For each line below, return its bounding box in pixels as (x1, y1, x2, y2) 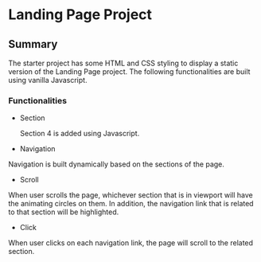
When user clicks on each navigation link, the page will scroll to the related (8, 238, 253, 248)
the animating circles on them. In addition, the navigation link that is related (8, 199, 254, 209)
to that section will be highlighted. (8, 207, 119, 217)
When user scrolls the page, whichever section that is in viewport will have (8, 190, 253, 200)
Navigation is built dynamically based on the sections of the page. (8, 159, 225, 169)
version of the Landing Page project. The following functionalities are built (8, 67, 251, 76)
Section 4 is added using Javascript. (19, 129, 140, 139)
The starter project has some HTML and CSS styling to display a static (8, 58, 239, 68)
